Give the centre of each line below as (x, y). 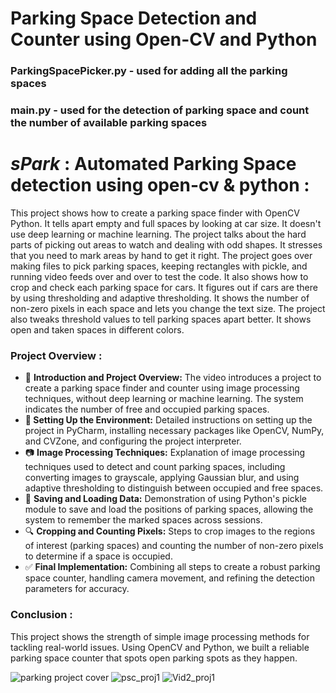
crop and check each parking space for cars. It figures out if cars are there (164, 287)
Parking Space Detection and (134, 18)
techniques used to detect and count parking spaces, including (155, 467)
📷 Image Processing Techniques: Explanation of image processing (165, 453)
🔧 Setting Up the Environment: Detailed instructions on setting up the (168, 420)
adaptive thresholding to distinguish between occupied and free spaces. (174, 488)
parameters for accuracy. (77, 589)
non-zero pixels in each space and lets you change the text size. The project (168, 308)
